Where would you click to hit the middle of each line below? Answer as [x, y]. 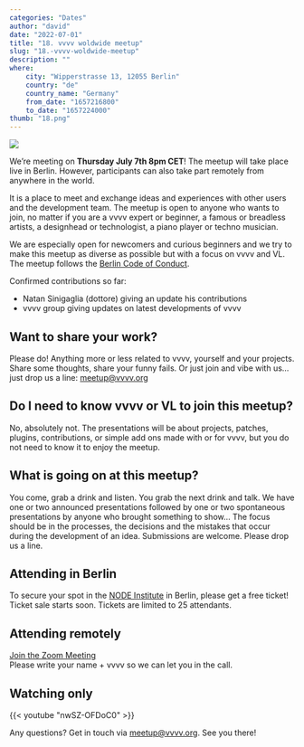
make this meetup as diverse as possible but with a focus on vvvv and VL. [147, 254]
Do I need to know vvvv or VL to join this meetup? [152, 407]
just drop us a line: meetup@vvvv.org [79, 377]
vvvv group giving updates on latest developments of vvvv [132, 308]
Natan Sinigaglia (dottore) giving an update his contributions [134, 298]
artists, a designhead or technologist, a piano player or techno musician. [144, 227]
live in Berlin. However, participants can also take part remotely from [137, 171]
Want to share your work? [84, 337]
